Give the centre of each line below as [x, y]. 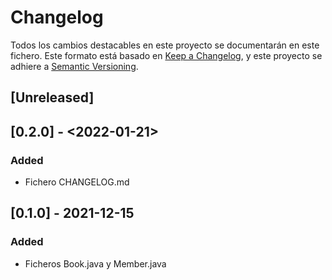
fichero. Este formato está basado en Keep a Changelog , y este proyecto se [166, 55]
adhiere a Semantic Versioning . [74, 66]
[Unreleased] [52, 97]
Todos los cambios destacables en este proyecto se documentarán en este [165, 45]
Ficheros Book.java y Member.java [95, 263]
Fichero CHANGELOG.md [77, 182]
